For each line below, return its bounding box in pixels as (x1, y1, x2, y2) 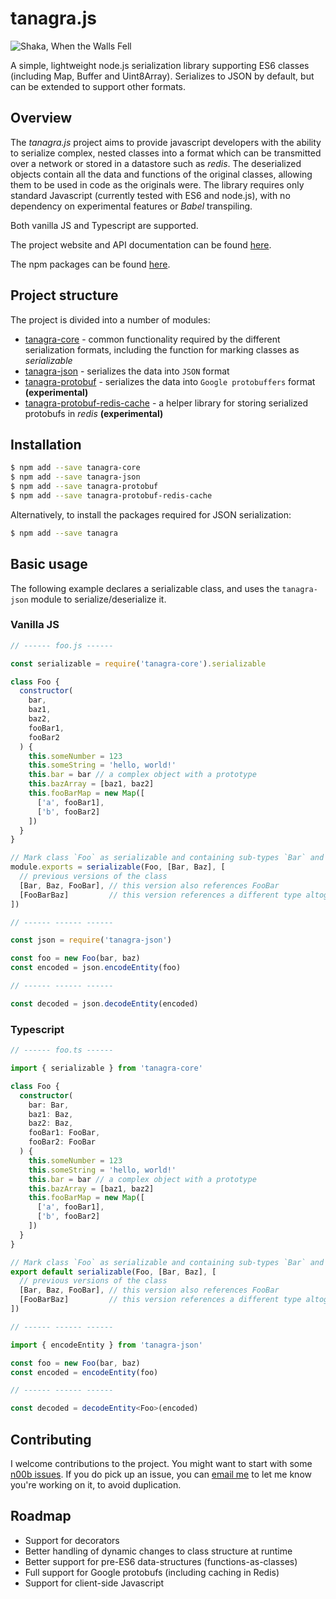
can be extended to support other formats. (10, 80, 187, 92)
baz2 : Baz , (28, 1118, 74, 1129)
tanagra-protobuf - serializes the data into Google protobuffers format (24, 375, 316, 387)
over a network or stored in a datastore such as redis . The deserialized (10, 157, 302, 169)
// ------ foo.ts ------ (10, 1045, 114, 1056)
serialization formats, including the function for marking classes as (24, 343, 300, 356)
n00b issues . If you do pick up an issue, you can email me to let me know (10, 1468, 312, 1480)
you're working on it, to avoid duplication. (10, 1478, 182, 1491)
